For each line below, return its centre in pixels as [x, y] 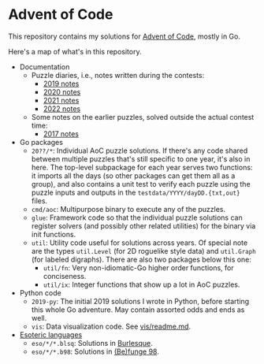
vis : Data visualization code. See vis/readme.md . [111, 326]
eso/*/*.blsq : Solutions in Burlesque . [92, 343]
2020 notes [62, 91]
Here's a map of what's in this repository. [75, 51]
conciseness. [65, 276]
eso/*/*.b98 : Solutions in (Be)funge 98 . [95, 351]
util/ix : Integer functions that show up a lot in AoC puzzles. [141, 284]
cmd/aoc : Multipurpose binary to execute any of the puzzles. [128, 209]
